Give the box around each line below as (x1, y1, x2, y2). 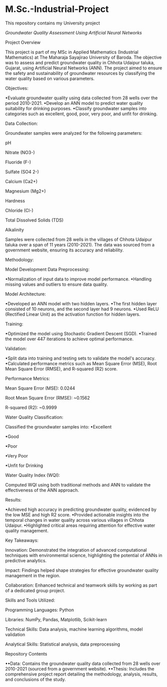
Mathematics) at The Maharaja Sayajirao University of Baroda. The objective (5, 54, 162, 60)
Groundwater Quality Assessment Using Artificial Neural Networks (5, 29, 142, 35)
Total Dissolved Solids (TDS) (5, 217, 64, 223)
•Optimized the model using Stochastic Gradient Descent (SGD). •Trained (5, 330, 157, 336)
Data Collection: (5, 120, 38, 126)
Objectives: (5, 85, 28, 91)
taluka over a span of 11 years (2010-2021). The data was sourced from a (5, 241, 155, 247)
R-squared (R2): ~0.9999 (5, 404, 57, 410)
